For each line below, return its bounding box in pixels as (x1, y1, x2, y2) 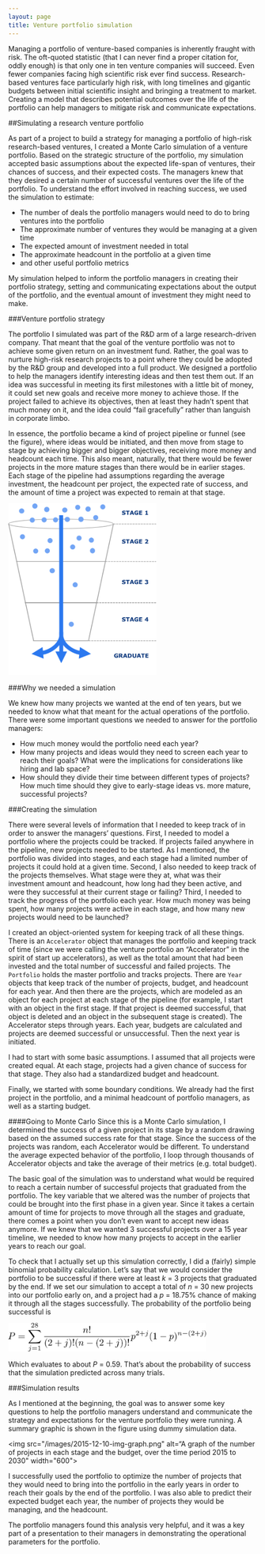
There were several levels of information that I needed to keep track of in (8, 820, 246, 830)
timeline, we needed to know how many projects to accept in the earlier (8, 1233, 241, 1242)
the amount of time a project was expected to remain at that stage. (8, 487, 225, 497)
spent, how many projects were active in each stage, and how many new (8, 904, 245, 914)
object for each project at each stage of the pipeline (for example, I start (8, 995, 244, 1005)
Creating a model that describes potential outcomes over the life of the (8, 94, 239, 104)
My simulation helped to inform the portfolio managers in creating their (8, 273, 239, 282)
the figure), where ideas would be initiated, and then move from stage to (8, 437, 244, 446)
